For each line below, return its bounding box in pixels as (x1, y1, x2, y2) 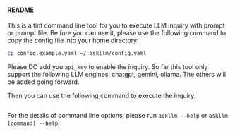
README (7, 6, 34, 14)
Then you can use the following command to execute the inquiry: (7, 92, 196, 100)
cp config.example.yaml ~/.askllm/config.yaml (7, 50, 147, 57)
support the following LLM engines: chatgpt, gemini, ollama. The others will (7, 71, 227, 79)
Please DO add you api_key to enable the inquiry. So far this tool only (7, 63, 208, 71)
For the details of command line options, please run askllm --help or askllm (7, 111, 228, 120)
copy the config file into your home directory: (7, 36, 139, 45)
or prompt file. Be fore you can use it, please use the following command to (7, 29, 227, 37)
